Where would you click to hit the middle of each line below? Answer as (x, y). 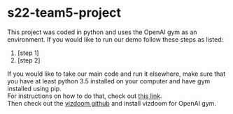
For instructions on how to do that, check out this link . (85, 96)
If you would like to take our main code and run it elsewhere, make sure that (116, 74)
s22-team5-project (64, 13)
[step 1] (28, 53)
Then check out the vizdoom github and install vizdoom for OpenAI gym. (112, 103)
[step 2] (29, 60)
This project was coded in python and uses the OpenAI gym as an (102, 32)
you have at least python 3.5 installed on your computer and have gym (109, 81)
